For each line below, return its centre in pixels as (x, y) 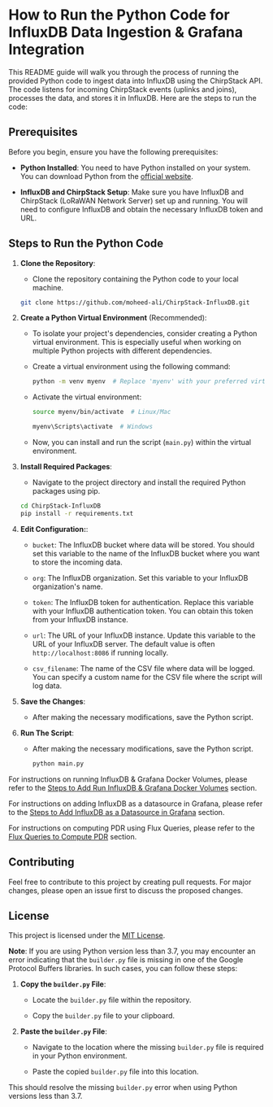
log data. (47, 686)
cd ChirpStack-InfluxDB (61, 506)
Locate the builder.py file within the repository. (112, 1000)
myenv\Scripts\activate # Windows (92, 427)
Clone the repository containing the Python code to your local (135, 279)
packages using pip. (66, 491)
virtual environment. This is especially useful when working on (137, 342)
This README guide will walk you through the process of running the (124, 72)
